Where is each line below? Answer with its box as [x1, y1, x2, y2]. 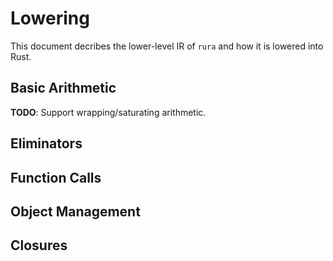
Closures [10, 237, 68, 254]
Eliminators [10, 135, 83, 152]
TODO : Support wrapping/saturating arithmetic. [10, 106, 207, 118]
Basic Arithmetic [10, 80, 117, 97]
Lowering [10, 7, 90, 30]
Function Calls [10, 169, 102, 186]
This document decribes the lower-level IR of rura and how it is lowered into [10, 40, 324, 52]
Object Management [10, 203, 141, 220]
